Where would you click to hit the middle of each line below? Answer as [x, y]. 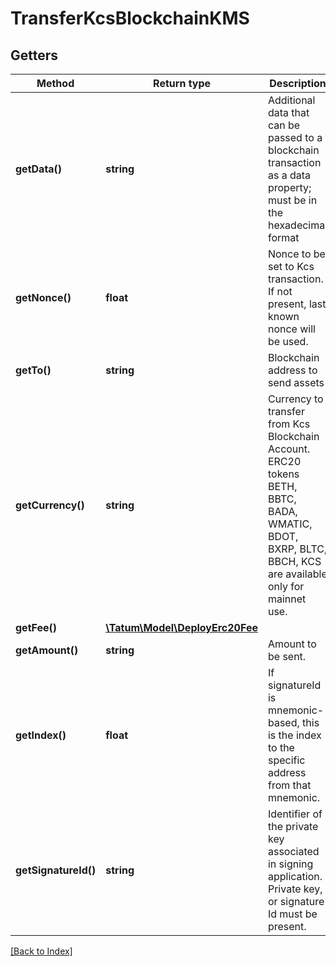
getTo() [33, 370]
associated [293, 851]
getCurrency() [50, 505]
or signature [296, 901]
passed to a [295, 137]
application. [295, 876]
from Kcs [289, 424]
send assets [296, 382]
